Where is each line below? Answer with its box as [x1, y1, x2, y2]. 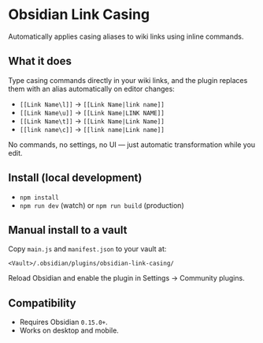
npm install [19, 194, 59, 202]
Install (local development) [8, 171, 143, 185]
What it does [8, 55, 72, 68]
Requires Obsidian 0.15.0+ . [19, 318, 108, 327]
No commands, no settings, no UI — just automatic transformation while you [8, 140, 256, 149]
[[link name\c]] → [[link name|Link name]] [19, 124, 165, 134]
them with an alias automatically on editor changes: [8, 84, 175, 93]
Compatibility [8, 296, 76, 310]
